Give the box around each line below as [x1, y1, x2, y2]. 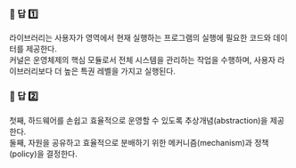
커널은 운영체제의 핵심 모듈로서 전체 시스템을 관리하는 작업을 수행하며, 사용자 [9, 55, 276, 66]
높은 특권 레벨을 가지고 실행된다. [63, 66, 177, 76]
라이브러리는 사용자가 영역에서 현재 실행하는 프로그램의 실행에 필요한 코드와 [9, 33, 272, 44]
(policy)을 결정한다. [9, 148, 78, 159]
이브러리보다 [9, 66, 53, 76]
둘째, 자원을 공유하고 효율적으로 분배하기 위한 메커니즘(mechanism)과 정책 [9, 137, 269, 148]
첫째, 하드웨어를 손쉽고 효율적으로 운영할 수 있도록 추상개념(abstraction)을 [9, 115, 268, 125]
